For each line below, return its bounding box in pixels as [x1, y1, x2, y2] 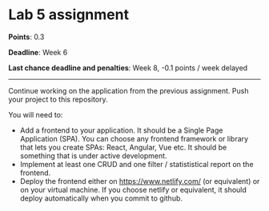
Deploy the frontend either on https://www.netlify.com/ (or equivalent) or [19, 176, 260, 185]
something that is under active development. [19, 150, 167, 161]
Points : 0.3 [8, 32, 45, 42]
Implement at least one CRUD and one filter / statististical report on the [19, 159, 254, 169]
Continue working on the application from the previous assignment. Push [8, 86, 249, 95]
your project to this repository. [8, 94, 108, 104]
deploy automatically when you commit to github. [19, 193, 183, 203]
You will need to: [8, 109, 63, 119]
